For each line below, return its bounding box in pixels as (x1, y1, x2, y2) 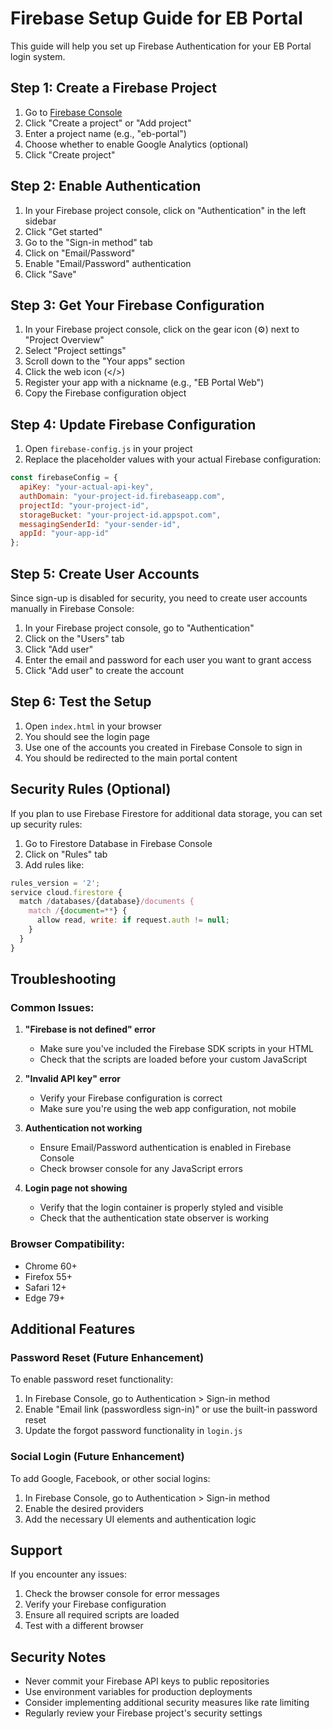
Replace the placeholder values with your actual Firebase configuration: (24, 453, 322, 466)
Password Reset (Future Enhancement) (10, 1350, 205, 1364)
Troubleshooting (10, 971, 117, 988)
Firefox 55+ (24, 1270, 73, 1282)
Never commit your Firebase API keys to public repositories (24, 1675, 270, 1687)
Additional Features (10, 1321, 136, 1337)
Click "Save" (24, 268, 77, 280)
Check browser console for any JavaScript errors (39, 1163, 243, 1175)
